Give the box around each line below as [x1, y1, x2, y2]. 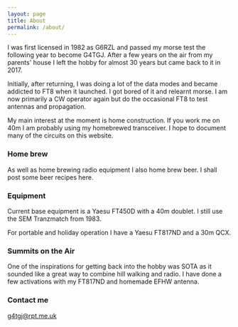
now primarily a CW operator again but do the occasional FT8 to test [7, 95, 208, 103]
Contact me [7, 295, 49, 305]
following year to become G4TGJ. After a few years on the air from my [7, 51, 213, 59]
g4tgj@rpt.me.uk [7, 311, 57, 320]
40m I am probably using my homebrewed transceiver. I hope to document [7, 124, 226, 133]
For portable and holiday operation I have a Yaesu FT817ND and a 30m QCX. [7, 228, 232, 237]
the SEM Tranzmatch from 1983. [7, 214, 102, 223]
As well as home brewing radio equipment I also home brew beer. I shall [7, 165, 217, 174]
